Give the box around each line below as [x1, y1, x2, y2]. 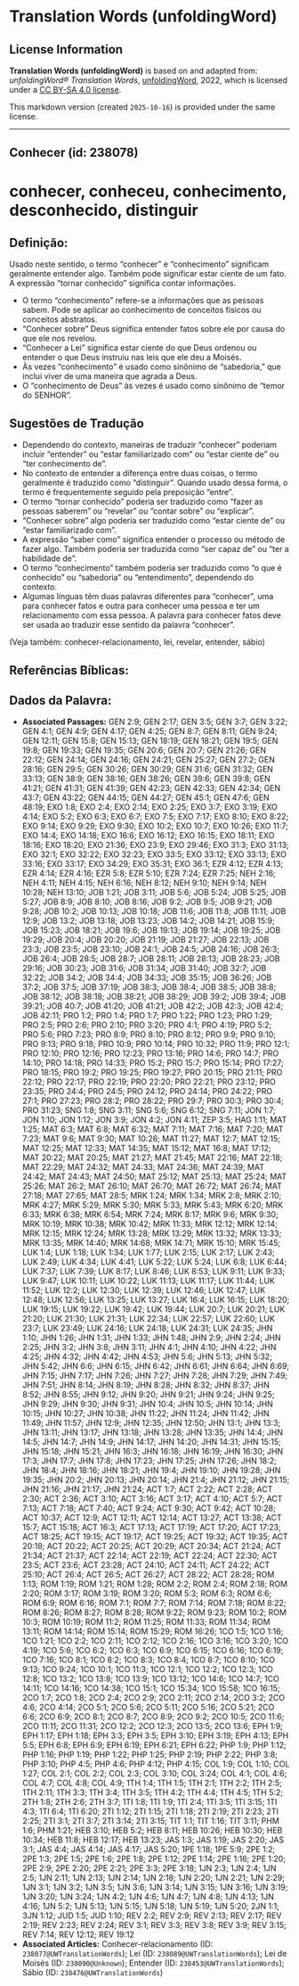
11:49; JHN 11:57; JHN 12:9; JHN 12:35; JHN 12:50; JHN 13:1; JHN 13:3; [21, 1418, 281, 1429]
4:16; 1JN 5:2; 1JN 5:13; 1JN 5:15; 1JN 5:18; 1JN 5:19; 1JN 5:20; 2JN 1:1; [21, 1901, 280, 1912]
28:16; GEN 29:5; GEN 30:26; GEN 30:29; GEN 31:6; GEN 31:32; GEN [21, 764, 274, 775]
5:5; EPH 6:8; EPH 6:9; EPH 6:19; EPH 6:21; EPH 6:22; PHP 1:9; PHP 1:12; [21, 1740, 287, 1751]
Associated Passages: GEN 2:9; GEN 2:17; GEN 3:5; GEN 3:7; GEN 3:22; [21, 716, 287, 728]
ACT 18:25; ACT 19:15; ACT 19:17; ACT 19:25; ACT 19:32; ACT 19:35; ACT [21, 1531, 288, 1542]
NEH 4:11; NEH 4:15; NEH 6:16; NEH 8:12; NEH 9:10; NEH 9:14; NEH [21, 878, 267, 888]
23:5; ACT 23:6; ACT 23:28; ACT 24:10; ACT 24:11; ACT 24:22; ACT [21, 1560, 271, 1570]
